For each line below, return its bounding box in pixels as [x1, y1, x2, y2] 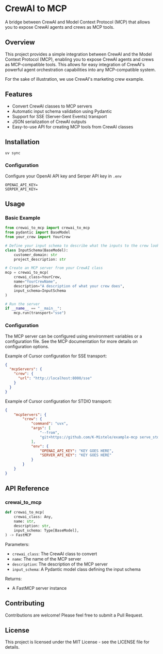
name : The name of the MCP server [12, 556, 81, 562]
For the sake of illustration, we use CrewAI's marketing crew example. [5, 76, 145, 82]
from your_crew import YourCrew [5, 234, 70, 240]
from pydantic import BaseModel [5, 230, 70, 235]
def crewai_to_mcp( [5, 510, 45, 515]
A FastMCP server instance [12, 585, 67, 591]
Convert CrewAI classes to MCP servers [12, 103, 92, 109]
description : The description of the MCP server [12, 561, 108, 567]
